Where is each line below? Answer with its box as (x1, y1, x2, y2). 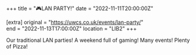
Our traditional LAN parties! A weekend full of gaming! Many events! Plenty (6, 36, 190, 44)
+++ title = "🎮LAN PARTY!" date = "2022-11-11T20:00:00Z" (6, 5, 154, 12)
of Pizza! (6, 43, 28, 50)
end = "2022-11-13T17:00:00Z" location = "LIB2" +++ (6, 25, 137, 32)
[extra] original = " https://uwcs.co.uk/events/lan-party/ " (6, 19, 144, 26)
